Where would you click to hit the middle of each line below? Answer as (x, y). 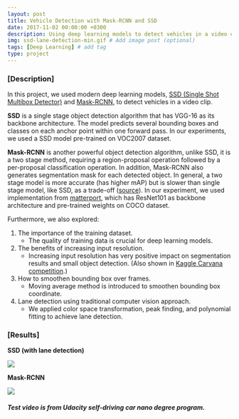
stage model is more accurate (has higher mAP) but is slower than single (114, 183)
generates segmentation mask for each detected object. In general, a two (115, 175)
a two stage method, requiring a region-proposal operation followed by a (114, 160)
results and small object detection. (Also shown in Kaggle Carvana (125, 263)
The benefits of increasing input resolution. (81, 248)
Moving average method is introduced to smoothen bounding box (124, 286)
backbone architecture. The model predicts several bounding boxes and (113, 123)
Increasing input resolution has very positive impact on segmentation (129, 256)
